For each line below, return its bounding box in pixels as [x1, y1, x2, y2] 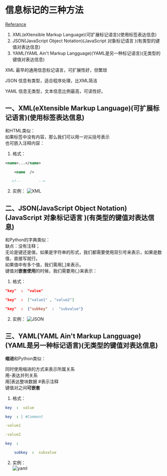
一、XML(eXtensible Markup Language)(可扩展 [5, 104, 153, 112]
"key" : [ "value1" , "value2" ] [5, 297, 75, 302]
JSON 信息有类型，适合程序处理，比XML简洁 [5, 78, 98, 84]
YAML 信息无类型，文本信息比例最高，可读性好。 [5, 88, 106, 94]
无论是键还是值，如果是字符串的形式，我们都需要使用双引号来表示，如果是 [5, 249, 158, 255]
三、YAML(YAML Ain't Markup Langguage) [5, 332, 141, 341]
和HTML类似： [5, 127, 36, 133]
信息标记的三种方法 [5, 4, 84, 16]
